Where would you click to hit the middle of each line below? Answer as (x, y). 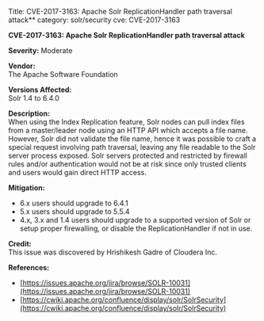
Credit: (20, 244)
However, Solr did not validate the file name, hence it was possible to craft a (132, 139)
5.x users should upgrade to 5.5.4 (75, 212)
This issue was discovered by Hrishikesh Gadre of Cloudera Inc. (113, 252)
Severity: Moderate (40, 50)
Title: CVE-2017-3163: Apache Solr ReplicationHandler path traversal (120, 11)
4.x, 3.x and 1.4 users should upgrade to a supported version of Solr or (135, 220)
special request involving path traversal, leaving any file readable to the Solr (132, 147)
